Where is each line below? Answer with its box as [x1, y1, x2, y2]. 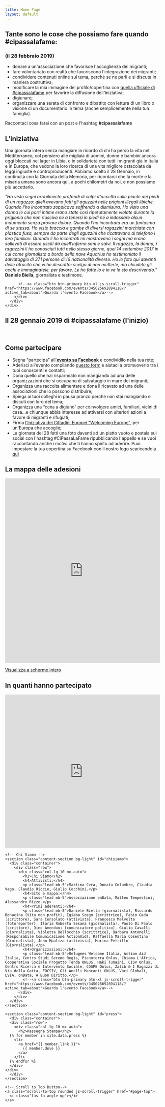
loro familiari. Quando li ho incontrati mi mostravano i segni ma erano [5, 236, 146, 241]
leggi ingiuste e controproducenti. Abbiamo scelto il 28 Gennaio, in [5, 168, 140, 174]
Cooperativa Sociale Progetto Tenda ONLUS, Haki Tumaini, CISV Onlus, [5, 960, 153, 965]
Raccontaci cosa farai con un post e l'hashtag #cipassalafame [5, 120, 133, 126]
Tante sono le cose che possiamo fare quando [5, 30, 149, 38]
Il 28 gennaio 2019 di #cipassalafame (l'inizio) [5, 316, 149, 325]
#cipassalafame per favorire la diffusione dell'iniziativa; [12, 90, 124, 96]
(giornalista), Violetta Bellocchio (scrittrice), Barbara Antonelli [5, 930, 151, 935]
